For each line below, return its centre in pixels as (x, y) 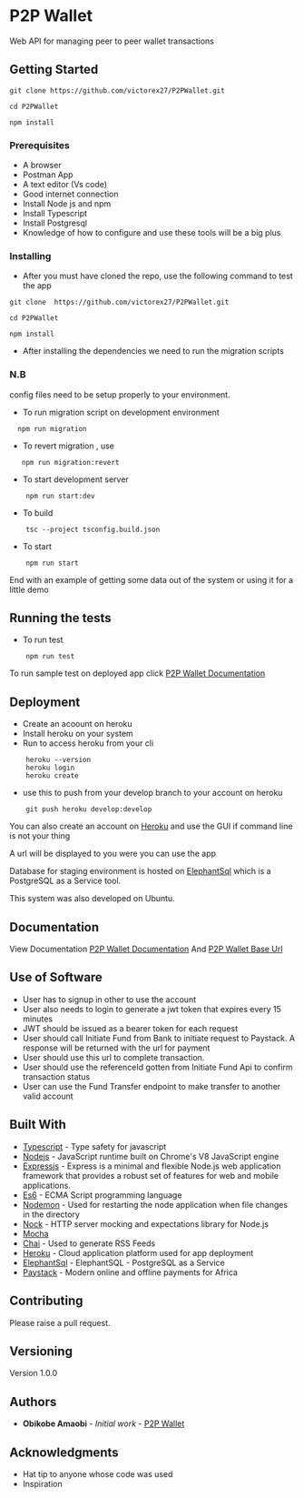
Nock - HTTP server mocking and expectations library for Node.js (146, 1223)
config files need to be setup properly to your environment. (120, 394)
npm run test (50, 657)
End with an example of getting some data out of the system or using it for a (151, 579)
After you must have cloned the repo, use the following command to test (157, 276)
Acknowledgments (64, 1452)
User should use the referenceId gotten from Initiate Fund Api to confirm (157, 1067)
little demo (29, 589)
